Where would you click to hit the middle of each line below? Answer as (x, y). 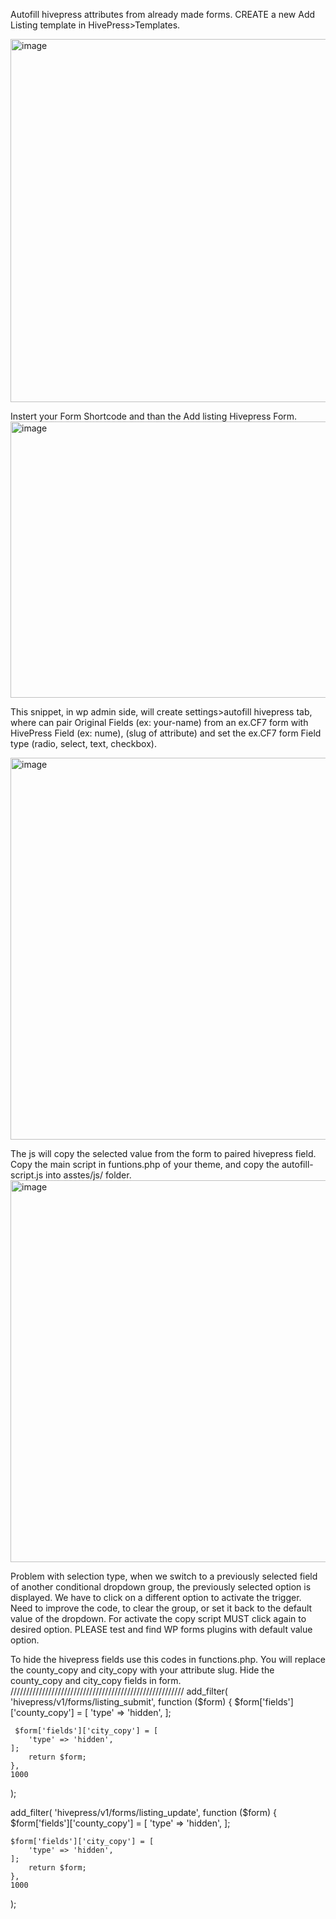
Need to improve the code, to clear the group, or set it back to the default (161, 1608)
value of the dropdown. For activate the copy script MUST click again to (158, 1618)
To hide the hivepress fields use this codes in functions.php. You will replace (168, 1659)
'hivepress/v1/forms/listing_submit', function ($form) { (121, 1702)
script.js (27, 1175)
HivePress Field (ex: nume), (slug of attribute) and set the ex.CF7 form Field (166, 733)
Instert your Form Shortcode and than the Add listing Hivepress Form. (154, 416)
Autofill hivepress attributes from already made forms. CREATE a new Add (163, 14)
